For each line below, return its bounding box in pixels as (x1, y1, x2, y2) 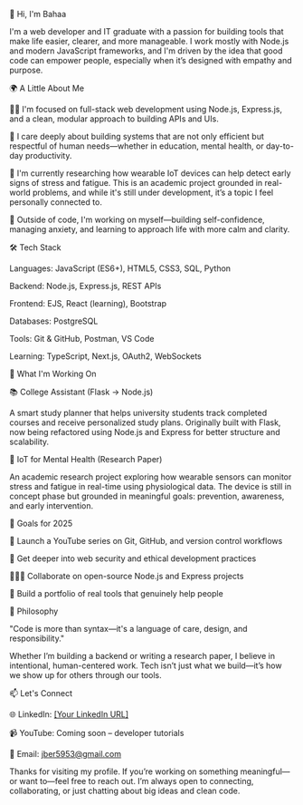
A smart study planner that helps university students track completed (9, 408, 268, 418)
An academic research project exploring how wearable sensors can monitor (9, 471, 292, 482)
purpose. (9, 64, 43, 75)
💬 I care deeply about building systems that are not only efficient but (9, 131, 265, 141)
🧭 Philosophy (9, 606, 59, 616)
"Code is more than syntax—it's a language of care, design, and (9, 624, 248, 634)
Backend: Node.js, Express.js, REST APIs (9, 281, 162, 291)
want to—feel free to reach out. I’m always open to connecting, (19, 776, 254, 786)
